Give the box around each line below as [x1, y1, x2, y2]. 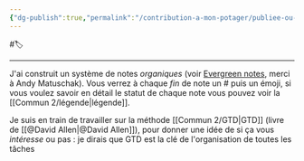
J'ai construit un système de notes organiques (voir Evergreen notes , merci [9, 68, 290, 79]
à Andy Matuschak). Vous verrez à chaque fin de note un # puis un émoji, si [9, 78, 292, 89]
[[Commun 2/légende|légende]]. [9, 97, 130, 108]
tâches [9, 143, 35, 154]
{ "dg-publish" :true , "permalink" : [9, 13, 136, 23]
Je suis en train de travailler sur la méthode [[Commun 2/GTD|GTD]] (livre [9, 114, 285, 125]
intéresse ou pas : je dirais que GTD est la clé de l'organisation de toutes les [9, 133, 292, 145]
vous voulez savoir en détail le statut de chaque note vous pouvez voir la [9, 87, 280, 98]
